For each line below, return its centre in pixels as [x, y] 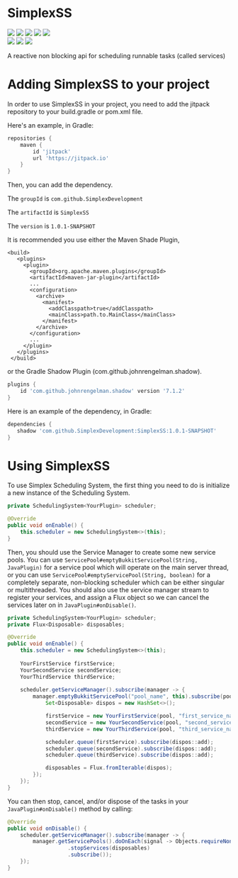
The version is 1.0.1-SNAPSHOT [51, 226]
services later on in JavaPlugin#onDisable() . [72, 605]
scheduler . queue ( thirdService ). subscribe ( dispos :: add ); [129, 755]
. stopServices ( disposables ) [109, 848]
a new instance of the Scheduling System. [69, 493]
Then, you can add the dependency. [60, 185]
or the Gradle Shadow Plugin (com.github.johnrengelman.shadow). [104, 372]
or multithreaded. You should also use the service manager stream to [108, 589]
